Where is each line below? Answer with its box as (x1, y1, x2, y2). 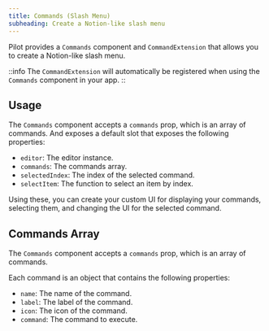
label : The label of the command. (20, 298, 133, 307)
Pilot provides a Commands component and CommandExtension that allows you (8, 41, 258, 51)
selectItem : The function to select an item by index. (20, 179, 193, 189)
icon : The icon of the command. (20, 306, 128, 316)
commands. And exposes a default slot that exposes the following (8, 128, 229, 138)
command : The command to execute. (20, 315, 138, 324)
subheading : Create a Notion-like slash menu (8, 20, 165, 28)
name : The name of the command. (20, 289, 132, 298)
